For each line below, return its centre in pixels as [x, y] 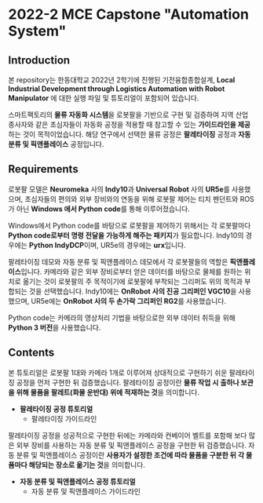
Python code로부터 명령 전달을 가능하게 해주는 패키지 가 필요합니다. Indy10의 [126, 235]
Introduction [39, 60]
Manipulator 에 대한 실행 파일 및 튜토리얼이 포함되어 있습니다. [104, 98]
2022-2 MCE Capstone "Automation [129, 15]
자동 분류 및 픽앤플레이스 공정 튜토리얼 [77, 481]
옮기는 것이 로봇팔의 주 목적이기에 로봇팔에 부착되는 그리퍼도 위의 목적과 [133, 281]
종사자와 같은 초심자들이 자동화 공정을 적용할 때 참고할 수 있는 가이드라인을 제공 [130, 124]
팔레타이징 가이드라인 [64, 418]
